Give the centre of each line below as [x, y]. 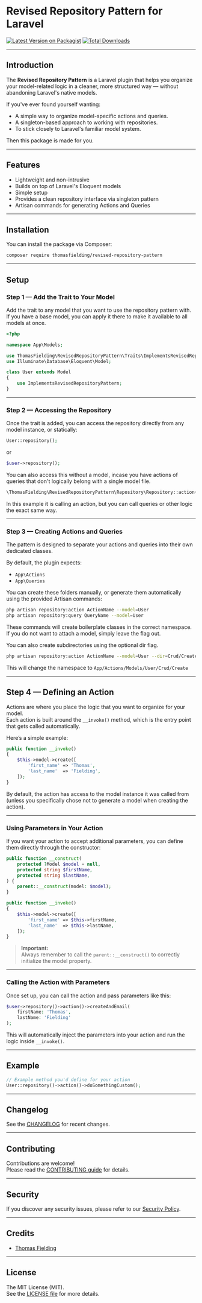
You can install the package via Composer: [59, 244]
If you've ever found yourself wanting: [54, 104]
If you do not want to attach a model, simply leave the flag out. [84, 633]
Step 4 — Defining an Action [60, 693]
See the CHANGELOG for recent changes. [58, 1124]
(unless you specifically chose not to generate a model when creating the [97, 800]
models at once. [26, 323]
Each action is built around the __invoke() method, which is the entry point [99, 719]
